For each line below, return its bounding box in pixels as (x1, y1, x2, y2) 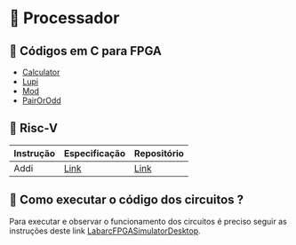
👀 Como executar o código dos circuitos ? (9, 193, 244, 208)
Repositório (133, 146, 185, 159)
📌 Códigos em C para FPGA (9, 43, 162, 59)
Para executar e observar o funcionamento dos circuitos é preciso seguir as (9, 216, 287, 226)
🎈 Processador (9, 8, 120, 28)
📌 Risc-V (9, 121, 58, 136)
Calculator (21, 67, 60, 77)
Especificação (63, 146, 126, 159)
